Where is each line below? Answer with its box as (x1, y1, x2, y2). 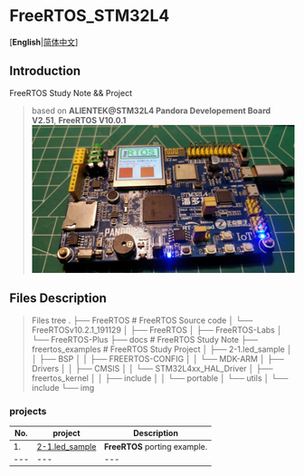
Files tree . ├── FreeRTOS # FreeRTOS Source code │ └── (31, 315, 253, 325)
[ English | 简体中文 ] (9, 36, 79, 47)
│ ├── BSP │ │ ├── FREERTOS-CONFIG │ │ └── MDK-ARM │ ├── (31, 353, 285, 364)
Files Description (9, 291, 107, 306)
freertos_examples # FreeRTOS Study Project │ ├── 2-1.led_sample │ (31, 344, 292, 355)
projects (9, 404, 47, 417)
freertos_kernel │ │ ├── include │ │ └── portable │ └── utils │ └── (31, 373, 289, 384)
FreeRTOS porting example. (103, 441, 208, 452)
